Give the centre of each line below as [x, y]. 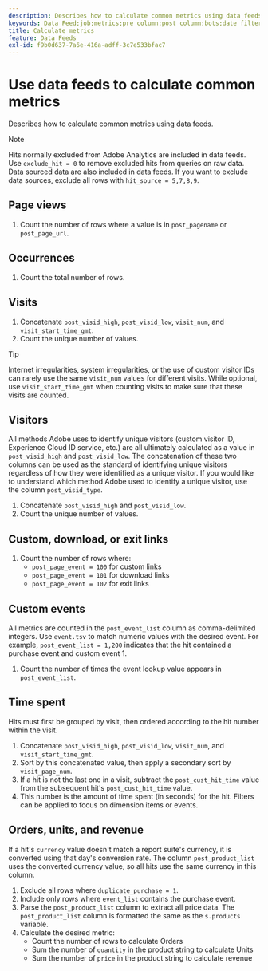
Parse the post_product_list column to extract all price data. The [127, 907]
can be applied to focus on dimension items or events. [109, 805]
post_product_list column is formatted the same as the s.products [130, 915]
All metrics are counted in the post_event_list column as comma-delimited [132, 628]
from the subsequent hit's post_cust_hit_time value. [106, 787]
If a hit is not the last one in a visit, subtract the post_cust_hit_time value [140, 780]
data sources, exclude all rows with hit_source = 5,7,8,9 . [104, 180]
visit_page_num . [46, 771]
